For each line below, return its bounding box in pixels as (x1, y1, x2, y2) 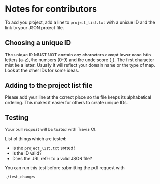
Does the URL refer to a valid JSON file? (12, 156, 92, 162)
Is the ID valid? (12, 150, 42, 156)
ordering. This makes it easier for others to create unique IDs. (5, 99, 128, 105)
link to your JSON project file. (5, 24, 64, 30)
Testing (5, 113, 29, 122)
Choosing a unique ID (5, 39, 71, 47)
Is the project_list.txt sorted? (12, 145, 76, 151)
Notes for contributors (5, 3, 97, 15)
